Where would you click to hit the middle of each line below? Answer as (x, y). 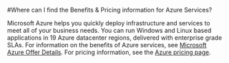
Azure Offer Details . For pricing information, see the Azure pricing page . (109, 52)
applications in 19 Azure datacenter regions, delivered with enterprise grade (115, 38)
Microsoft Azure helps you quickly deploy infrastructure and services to (109, 23)
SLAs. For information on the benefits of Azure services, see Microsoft (107, 45)
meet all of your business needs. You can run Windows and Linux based (109, 30)
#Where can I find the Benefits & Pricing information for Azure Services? (110, 10)
